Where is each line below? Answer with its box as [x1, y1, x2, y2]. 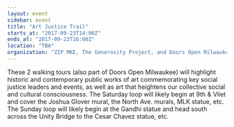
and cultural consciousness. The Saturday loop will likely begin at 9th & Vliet [7, 90, 226, 98]
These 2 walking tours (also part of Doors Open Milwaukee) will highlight [7, 67, 216, 76]
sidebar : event [7, 17, 52, 24]
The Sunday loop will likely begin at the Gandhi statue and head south [7, 105, 208, 113]
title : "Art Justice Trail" [7, 23, 89, 30]
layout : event [7, 10, 49, 17]
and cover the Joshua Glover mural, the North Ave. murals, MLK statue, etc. [7, 97, 224, 105]
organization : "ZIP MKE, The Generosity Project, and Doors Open [7, 49, 201, 56]
